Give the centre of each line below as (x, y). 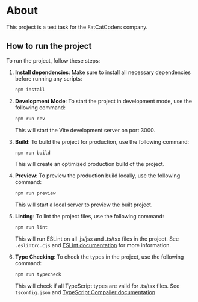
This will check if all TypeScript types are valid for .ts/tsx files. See (97, 286)
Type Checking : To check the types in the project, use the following (99, 257)
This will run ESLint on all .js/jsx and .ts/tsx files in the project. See (97, 239)
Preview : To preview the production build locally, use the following (97, 176)
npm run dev (30, 119)
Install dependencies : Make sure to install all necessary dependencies (103, 72)
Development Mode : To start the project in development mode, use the (104, 101)
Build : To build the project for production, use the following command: (102, 141)
